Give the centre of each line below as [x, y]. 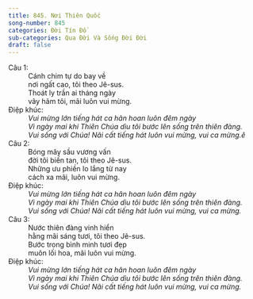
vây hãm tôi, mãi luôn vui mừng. [80, 102]
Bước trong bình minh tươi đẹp [77, 245]
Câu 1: [19, 67]
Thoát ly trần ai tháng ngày [72, 93]
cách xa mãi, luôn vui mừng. [74, 177]
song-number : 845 [37, 23]
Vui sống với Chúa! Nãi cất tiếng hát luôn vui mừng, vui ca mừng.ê [137, 135]
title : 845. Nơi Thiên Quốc [55, 15]
